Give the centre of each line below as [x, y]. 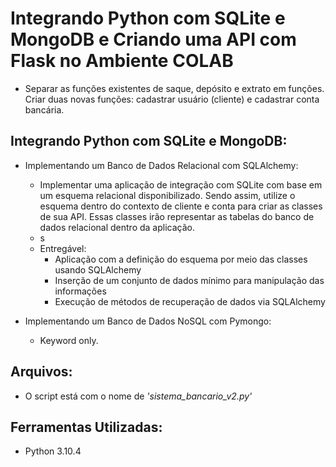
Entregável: [63, 248]
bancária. [44, 109]
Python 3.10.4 [53, 451]
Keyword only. [69, 340]
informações [80, 291]
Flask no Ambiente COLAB [122, 61]
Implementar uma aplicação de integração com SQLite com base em [181, 184]
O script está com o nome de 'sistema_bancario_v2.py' [138, 396]
